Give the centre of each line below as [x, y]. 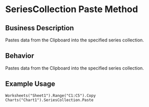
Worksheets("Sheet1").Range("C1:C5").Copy [51, 95]
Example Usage [30, 84]
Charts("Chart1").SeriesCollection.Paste [49, 100]
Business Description [40, 28]
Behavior [20, 56]
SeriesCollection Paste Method [72, 9]
